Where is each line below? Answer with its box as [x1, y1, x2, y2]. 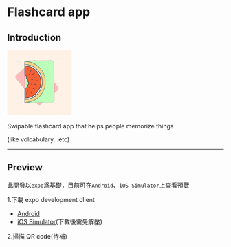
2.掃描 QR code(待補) [7, 232, 67, 240]
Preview [7, 161, 43, 173]
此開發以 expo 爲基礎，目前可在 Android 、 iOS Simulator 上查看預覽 [7, 181, 190, 189]
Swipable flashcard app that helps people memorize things [7, 122, 174, 130]
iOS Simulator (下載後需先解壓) [16, 217, 103, 226]
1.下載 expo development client [7, 195, 95, 204]
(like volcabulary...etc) [7, 135, 70, 144]
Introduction [7, 32, 62, 43]
